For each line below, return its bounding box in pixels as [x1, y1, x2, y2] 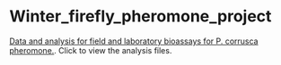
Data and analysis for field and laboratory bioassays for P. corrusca [9, 36, 259, 46]
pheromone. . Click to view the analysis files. [9, 45, 172, 55]
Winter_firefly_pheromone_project [9, 6, 272, 27]
